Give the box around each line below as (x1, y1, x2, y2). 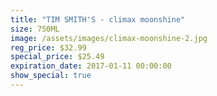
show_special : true (10, 71, 92, 81)
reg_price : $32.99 (10, 42, 87, 53)
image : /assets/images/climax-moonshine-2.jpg (10, 33, 208, 43)
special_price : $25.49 (10, 52, 105, 62)
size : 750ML (10, 24, 60, 34)
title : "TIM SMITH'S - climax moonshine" (10, 14, 186, 25)
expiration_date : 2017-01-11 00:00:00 (10, 61, 172, 71)
